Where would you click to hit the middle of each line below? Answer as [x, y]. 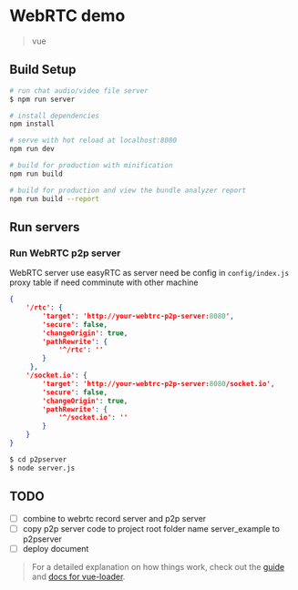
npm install [32, 124]
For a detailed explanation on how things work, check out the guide [158, 566]
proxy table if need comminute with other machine [104, 282]
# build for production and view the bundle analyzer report [128, 190]
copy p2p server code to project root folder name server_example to [151, 528]
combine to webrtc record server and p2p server [114, 518]
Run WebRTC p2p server [65, 253]
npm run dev [32, 149]
